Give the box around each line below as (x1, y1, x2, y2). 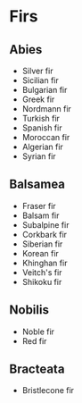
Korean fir (21, 248, 60, 258)
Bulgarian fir (21, 85, 68, 95)
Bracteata (9, 362, 65, 377)
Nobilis (9, 302, 49, 318)
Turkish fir (21, 113, 61, 123)
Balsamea (9, 177, 65, 192)
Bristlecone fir (21, 385, 74, 396)
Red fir (21, 335, 47, 346)
